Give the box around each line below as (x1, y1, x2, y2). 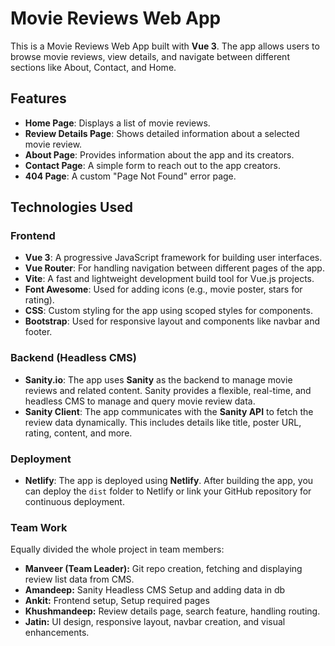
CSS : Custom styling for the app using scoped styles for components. (24, 305, 313, 317)
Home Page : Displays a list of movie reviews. (24, 117, 211, 129)
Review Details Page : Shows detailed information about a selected (24, 127, 300, 139)
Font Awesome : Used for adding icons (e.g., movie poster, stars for (24, 283, 303, 296)
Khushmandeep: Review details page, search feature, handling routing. (24, 605, 321, 617)
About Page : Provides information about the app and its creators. (24, 148, 295, 161)
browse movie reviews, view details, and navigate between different (10, 50, 290, 62)
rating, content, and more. (24, 427, 133, 439)
